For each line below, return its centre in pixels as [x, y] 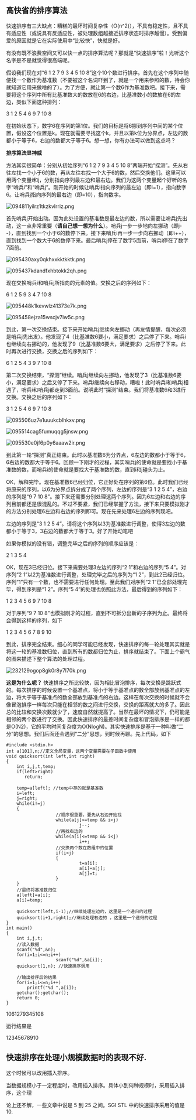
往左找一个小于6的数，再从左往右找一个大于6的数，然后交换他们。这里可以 [96, 172]
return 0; [29, 998]
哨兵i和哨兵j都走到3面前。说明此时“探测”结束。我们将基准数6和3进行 [104, 390]
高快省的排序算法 [37, 11]
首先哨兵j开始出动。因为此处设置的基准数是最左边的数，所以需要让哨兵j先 [94, 218]
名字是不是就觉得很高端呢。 [39, 60]
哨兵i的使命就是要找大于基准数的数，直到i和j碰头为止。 [102, 469]
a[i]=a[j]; [92, 868]
